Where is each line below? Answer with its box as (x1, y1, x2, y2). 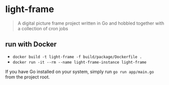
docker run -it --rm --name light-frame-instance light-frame (12, 59, 147, 65)
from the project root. (5, 74, 50, 80)
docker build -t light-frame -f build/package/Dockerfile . (12, 54, 142, 59)
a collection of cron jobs (17, 25, 68, 31)
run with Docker (5, 40, 57, 49)
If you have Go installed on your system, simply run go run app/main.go (5, 68, 154, 74)
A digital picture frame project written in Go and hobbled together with (17, 20, 164, 26)
